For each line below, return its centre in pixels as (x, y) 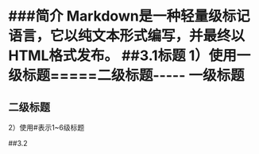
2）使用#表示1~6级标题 (46, 128)
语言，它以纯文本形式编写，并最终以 (127, 36)
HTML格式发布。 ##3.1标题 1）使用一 (129, 56)
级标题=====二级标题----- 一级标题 (126, 75)
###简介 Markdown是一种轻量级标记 (129, 16)
